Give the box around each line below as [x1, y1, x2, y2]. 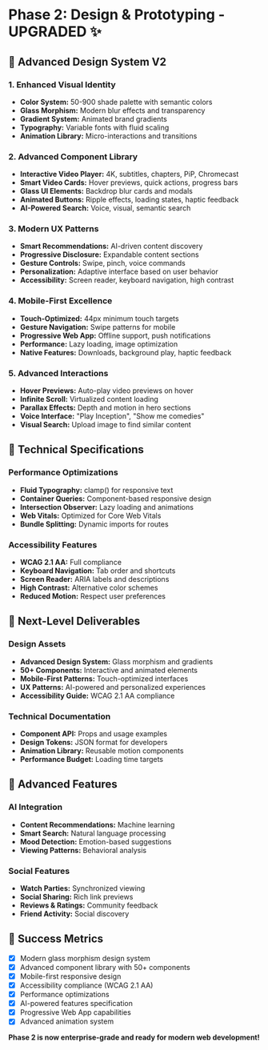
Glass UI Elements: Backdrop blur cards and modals [19, 186, 194, 196]
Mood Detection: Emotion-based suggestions [19, 836, 172, 846]
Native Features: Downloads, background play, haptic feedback [19, 347, 232, 357]
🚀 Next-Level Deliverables [8, 615, 141, 628]
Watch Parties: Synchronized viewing [19, 884, 146, 893]
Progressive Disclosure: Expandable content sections [19, 250, 199, 259]
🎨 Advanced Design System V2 [8, 54, 166, 69]
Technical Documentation [8, 711, 111, 722]
